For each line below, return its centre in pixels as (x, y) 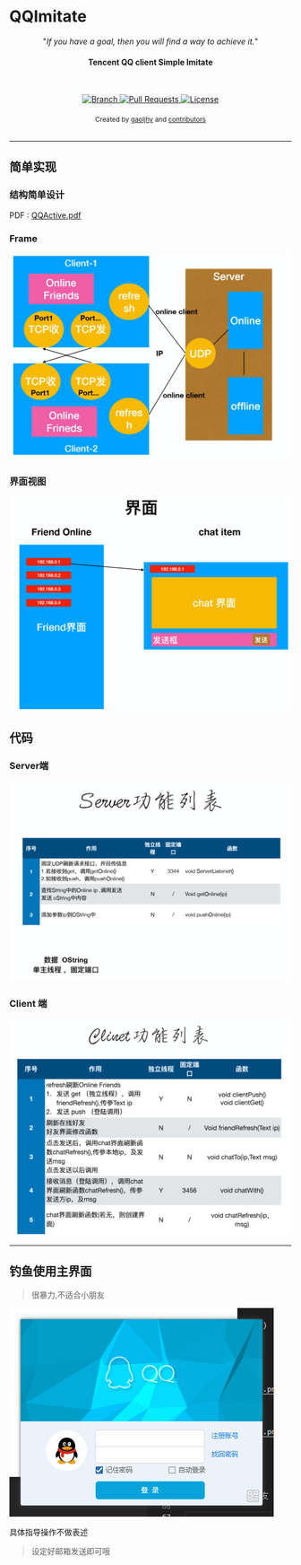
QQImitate (48, 17)
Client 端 (28, 1004)
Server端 (29, 766)
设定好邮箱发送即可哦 (70, 1551)
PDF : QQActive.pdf (45, 215)
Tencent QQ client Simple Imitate (150, 62)
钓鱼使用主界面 (51, 1272)
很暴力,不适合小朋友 (68, 1295)
